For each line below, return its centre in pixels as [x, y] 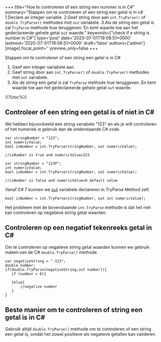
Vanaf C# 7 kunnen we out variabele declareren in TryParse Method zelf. [77, 189]
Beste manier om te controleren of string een [74, 310]
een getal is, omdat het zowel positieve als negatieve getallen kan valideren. [80, 334]
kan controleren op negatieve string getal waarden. [56, 212]
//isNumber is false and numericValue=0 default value [61, 180]
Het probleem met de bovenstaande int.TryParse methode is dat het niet [78, 207]
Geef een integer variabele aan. [44, 67]
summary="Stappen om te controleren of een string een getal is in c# [74, 12]
